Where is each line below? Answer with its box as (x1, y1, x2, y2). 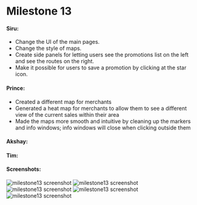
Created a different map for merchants (15, 98, 112, 105)
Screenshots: (6, 165, 41, 173)
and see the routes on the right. (15, 58, 94, 65)
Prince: (6, 84, 26, 92)
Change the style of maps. (15, 44, 82, 52)
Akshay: (6, 138, 29, 145)
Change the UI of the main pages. (15, 38, 100, 46)
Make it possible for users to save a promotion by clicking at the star (15, 64, 187, 71)
